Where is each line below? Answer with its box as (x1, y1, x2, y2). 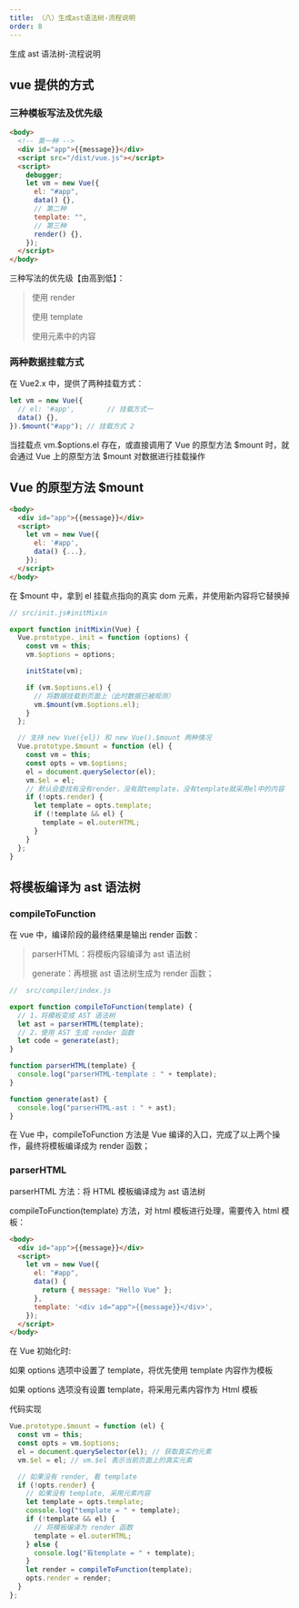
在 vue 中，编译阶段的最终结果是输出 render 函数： (9, 929, 201, 940)
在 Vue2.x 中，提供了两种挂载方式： (9, 378, 145, 389)
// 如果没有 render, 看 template (17, 1472, 138, 1481)
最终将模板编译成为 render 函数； (25, 1141, 151, 1152)
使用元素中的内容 (31, 331, 96, 342)
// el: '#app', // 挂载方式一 (17, 405, 154, 415)
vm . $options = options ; (25, 650, 116, 660)
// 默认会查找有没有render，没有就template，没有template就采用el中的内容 (25, 784, 284, 794)
